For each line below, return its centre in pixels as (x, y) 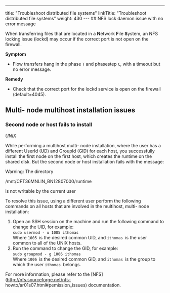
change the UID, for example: (43, 227)
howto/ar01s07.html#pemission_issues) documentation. (63, 285)
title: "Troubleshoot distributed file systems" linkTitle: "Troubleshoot (76, 13)
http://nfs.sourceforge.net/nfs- (39, 279)
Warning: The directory (29, 171)
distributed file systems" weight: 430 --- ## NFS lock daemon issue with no (84, 18)
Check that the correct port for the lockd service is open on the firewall (87, 89)
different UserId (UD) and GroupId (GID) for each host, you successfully (80, 151)
